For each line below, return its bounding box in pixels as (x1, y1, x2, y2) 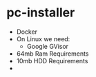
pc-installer (6, 5, 75, 21)
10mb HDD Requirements (16, 56, 88, 65)
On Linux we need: (16, 34, 70, 43)
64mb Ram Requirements (16, 49, 89, 58)
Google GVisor (26, 42, 69, 50)
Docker (16, 27, 38, 36)
